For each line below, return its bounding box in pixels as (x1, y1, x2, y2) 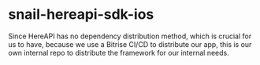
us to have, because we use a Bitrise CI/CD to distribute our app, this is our (8, 39, 252, 49)
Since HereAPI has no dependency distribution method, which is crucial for (8, 31, 252, 41)
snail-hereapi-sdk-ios (8, 5, 154, 23)
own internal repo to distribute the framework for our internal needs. (8, 48, 230, 57)
